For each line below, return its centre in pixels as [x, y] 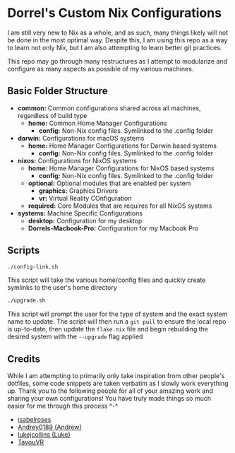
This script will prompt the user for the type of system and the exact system [117, 314]
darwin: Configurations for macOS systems [81, 138]
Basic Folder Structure [58, 91]
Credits [24, 359]
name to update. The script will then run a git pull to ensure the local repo [117, 322]
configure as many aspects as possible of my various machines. [101, 69]
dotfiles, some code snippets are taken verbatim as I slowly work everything [118, 384]
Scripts [24, 251]
